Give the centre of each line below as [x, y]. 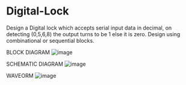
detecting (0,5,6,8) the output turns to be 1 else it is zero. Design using [93, 34]
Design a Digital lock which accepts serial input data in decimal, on [89, 28]
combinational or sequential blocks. [50, 40]
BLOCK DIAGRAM [28, 52]
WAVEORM [20, 75]
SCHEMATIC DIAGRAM [35, 64]
